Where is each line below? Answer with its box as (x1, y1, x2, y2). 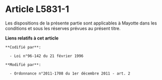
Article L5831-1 (5, 3, 69, 15)
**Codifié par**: (5, 44, 41, 49)
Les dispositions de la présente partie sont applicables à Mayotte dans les (5, 20, 157, 26)
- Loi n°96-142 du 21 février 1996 (9, 53, 84, 58)
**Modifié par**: (5, 62, 41, 67)
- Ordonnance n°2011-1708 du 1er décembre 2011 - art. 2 (9, 71, 131, 76)
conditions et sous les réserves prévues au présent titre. (5, 25, 121, 31)
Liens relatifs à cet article (5, 35, 59, 41)
